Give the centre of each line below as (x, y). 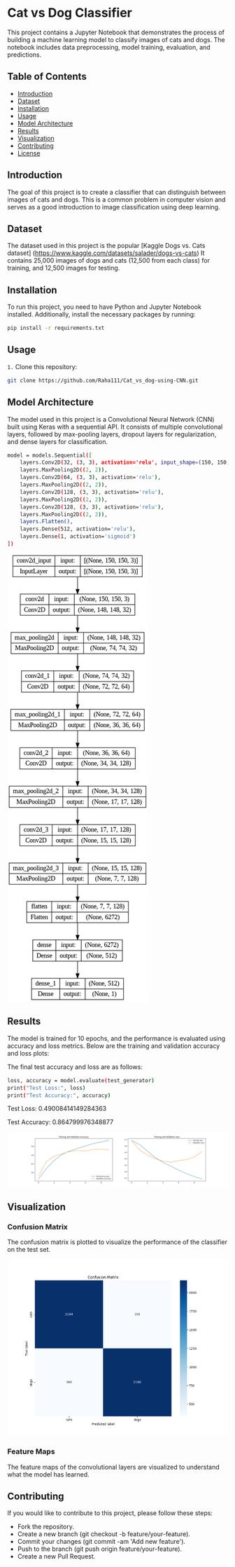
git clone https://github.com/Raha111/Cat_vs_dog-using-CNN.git (103, 380)
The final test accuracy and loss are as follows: (75, 1067)
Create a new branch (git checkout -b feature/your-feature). (104, 1534)
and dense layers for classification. (58, 441)
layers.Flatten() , (47, 522)
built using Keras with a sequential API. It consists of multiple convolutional (115, 427)
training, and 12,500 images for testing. (64, 268)
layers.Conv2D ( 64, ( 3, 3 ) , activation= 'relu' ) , (90, 478)
